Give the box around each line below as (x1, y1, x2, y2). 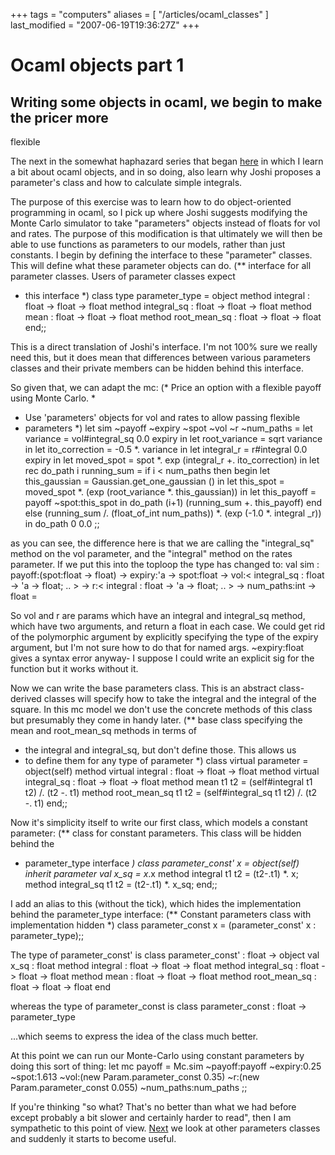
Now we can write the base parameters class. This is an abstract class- (10, 682, 305, 694)
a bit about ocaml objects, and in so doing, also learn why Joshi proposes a (10, 166, 322, 178)
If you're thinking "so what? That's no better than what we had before (10, 1101, 297, 1113)
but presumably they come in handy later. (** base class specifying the (10, 714, 303, 726)
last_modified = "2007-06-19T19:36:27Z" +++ (10, 19, 200, 31)
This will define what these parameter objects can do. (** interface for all (10, 260, 312, 271)
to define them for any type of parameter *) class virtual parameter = (24, 755, 309, 766)
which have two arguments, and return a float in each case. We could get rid (10, 620, 326, 632)
